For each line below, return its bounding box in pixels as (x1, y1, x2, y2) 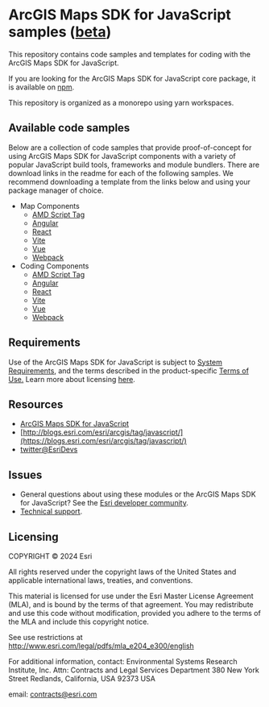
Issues (8, 468, 43, 481)
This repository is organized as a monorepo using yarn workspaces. (8, 98, 234, 107)
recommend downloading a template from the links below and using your (8, 177, 251, 186)
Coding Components (19, 260, 89, 271)
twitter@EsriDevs (19, 445, 78, 455)
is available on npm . (8, 82, 75, 92)
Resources (8, 397, 64, 411)
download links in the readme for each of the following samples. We (8, 168, 234, 178)
